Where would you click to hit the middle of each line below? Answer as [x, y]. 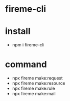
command [26, 65]
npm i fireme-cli [28, 45]
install [18, 31]
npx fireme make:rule [34, 88]
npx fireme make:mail [34, 94]
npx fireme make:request [37, 78]
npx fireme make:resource [39, 83]
